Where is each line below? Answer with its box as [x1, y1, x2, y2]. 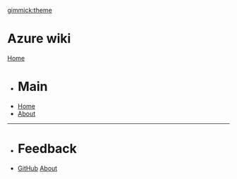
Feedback [17, 141, 78, 157]
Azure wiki [7, 31, 71, 47]
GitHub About [17, 163, 58, 172]
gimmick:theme [7, 6, 53, 14]
